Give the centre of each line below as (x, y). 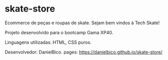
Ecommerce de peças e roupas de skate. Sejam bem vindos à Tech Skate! (82, 23)
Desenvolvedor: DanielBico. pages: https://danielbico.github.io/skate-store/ (84, 52)
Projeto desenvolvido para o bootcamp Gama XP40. (59, 32)
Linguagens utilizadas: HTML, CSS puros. (48, 42)
